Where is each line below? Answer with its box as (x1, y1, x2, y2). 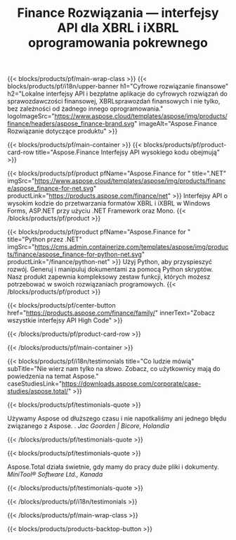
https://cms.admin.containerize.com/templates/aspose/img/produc (34, 243, 229, 251)
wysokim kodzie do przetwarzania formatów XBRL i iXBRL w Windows (7, 199, 211, 208)
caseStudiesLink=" (7, 379, 62, 388)
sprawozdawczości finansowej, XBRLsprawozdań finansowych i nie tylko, (7, 97, 221, 106)
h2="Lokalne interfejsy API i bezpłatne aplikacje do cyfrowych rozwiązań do (7, 89, 228, 98)
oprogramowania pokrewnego (27, 35, 209, 51)
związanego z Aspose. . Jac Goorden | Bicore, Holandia (7, 422, 170, 430)
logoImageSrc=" (7, 112, 55, 120)
